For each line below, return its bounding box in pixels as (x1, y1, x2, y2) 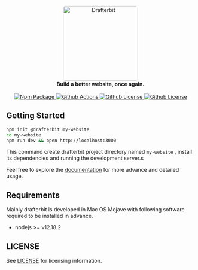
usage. (6, 172, 23, 180)
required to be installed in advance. (6, 213, 93, 220)
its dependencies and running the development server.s (6, 154, 144, 162)
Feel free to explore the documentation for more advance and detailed (6, 166, 179, 174)
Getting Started (6, 111, 65, 121)
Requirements (6, 190, 60, 200)
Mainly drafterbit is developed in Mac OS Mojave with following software (6, 206, 185, 213)
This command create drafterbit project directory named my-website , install (6, 148, 193, 156)
